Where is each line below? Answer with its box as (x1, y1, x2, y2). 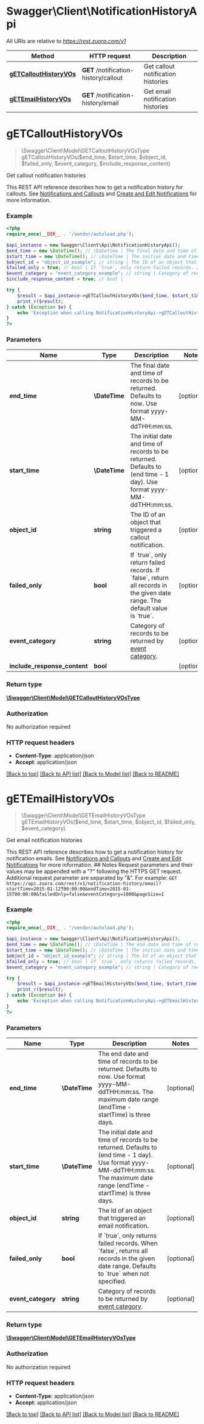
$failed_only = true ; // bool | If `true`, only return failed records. (6, 265, 194, 271)
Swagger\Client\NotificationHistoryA (6, 4, 197, 18)
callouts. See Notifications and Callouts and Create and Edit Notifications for (6, 190, 197, 197)
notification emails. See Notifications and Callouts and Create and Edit (6, 855, 182, 862)
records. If (130, 566, 160, 575)
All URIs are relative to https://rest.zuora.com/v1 (6, 37, 126, 44)
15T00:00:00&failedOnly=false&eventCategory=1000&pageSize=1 (6, 891, 165, 897)
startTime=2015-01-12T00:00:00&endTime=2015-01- (6, 886, 132, 893)
